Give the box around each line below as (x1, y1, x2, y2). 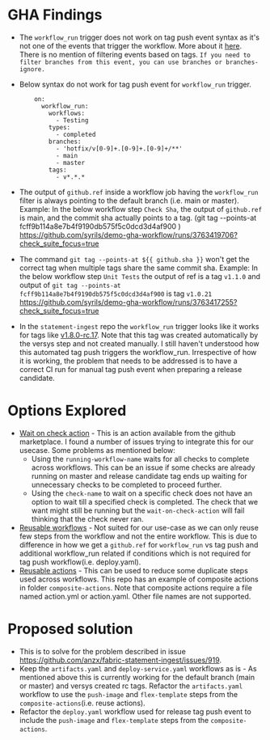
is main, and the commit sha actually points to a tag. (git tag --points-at (19, 213, 257, 222)
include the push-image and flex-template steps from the (19, 715, 209, 725)
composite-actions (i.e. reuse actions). (19, 698, 146, 708)
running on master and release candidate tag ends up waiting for (31, 471, 247, 480)
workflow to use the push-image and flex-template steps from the (19, 689, 238, 699)
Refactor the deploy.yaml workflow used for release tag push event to (19, 706, 251, 717)
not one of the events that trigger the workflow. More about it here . (19, 40, 243, 50)
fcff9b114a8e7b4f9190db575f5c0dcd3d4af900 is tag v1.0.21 (19, 289, 212, 298)
